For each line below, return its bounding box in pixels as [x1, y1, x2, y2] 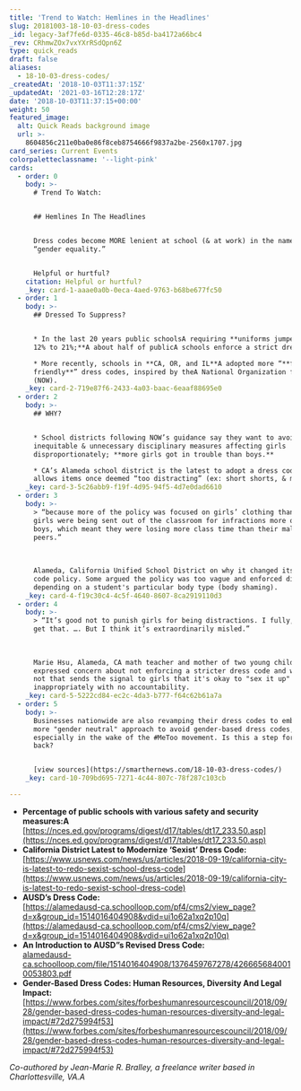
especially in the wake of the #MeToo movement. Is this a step [32, 733, 279, 742]
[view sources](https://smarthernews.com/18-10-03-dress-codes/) [32, 765, 282, 774]
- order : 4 [17, 599, 58, 608]
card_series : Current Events [9, 146, 118, 155]
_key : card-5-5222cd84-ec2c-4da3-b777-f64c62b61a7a [25, 692, 222, 701]
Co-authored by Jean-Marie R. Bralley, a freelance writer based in [9, 1061, 255, 1072]
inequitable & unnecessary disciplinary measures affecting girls [32, 441, 287, 450]
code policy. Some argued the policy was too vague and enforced [32, 574, 282, 583]
